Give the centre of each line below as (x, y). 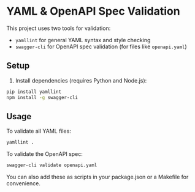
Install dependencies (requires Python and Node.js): (81, 80)
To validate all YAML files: (39, 131)
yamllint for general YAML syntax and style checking (83, 40)
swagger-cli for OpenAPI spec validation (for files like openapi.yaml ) (101, 46)
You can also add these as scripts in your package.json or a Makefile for (97, 177)
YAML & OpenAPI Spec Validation (93, 11)
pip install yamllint (34, 92)
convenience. (24, 183)
